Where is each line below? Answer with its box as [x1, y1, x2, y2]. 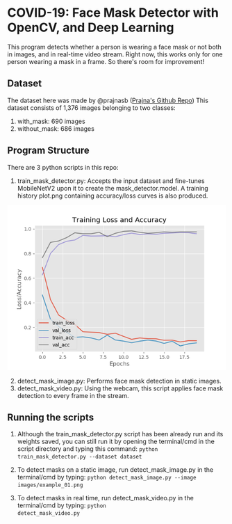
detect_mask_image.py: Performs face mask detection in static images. [17, 376, 222, 385]
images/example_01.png [17, 482, 83, 489]
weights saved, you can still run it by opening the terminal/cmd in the [17, 437, 215, 446]
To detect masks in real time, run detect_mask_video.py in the [17, 494, 194, 502]
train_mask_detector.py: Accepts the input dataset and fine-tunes [17, 176, 205, 185]
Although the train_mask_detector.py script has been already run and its [17, 430, 224, 438]
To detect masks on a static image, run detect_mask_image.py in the [17, 466, 214, 474]
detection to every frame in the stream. [17, 391, 130, 399]
